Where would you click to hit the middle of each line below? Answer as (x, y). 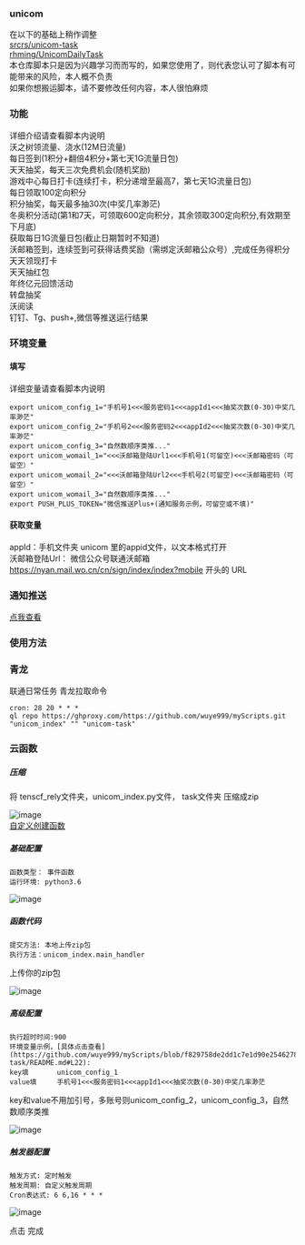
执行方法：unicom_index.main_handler (77, 955)
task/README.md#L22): (50, 1063)
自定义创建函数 (37, 826)
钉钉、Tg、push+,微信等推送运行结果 (79, 317)
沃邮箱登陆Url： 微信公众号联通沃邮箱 (80, 558)
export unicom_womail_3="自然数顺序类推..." (90, 494)
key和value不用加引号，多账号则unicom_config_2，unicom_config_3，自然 (149, 1100)
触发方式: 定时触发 (41, 1176)
